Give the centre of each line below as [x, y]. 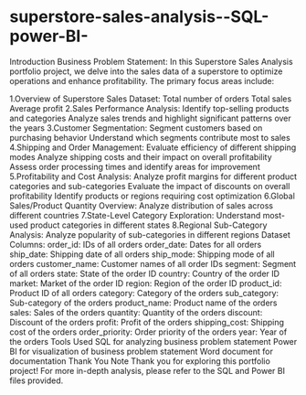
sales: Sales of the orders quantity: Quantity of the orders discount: [136, 312]
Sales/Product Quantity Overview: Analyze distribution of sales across [142, 205]
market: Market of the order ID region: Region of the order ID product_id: [146, 283]
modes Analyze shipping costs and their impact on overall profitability [141, 156]
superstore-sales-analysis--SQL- [139, 17]
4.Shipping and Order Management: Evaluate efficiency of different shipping [153, 147]
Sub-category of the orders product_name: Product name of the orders [143, 303]
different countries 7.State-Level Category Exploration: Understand [135, 215]
